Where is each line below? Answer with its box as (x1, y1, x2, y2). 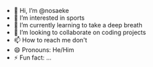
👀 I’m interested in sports (13, 14, 85, 22)
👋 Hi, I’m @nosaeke (13, 7, 70, 14)
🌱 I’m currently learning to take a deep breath (13, 21, 143, 29)
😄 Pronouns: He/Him (13, 46, 74, 54)
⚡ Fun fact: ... (13, 53, 52, 62)
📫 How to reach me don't (13, 36, 88, 44)
